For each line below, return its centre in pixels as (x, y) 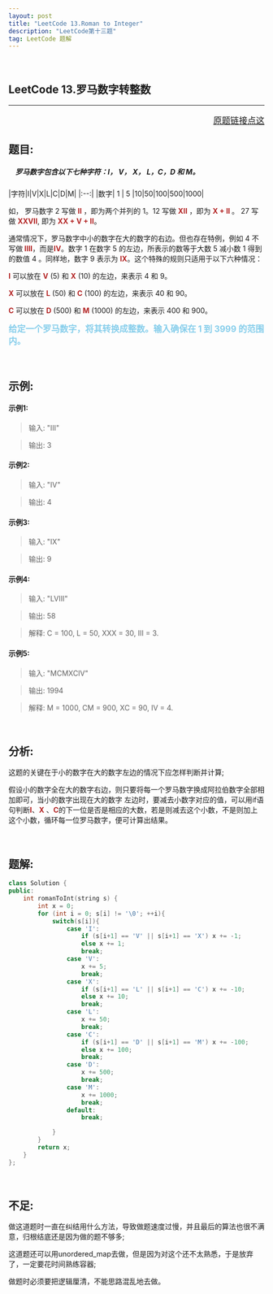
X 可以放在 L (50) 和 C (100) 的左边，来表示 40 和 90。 (100, 293)
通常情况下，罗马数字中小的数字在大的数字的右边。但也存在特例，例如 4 (129, 239)
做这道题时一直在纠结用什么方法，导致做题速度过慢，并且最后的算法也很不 (133, 1227)
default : (81, 1110)
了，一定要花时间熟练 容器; (52, 1264)
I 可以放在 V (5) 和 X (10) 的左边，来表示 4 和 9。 (90, 276)
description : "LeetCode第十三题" (63, 31)
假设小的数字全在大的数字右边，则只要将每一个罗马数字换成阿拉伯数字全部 (133, 790)
